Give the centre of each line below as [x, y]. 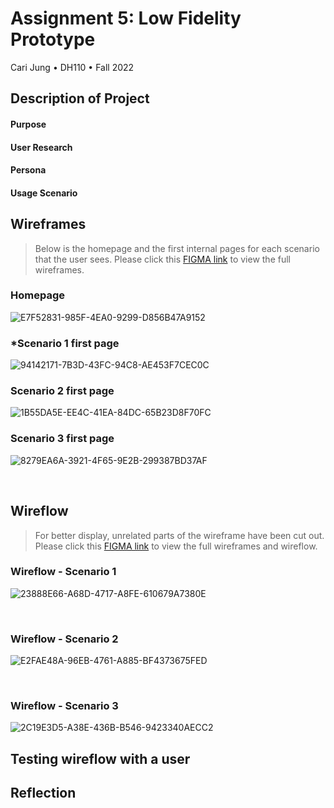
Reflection [43, 793]
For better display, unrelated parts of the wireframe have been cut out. [179, 535]
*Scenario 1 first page [65, 343]
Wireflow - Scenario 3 [64, 706]
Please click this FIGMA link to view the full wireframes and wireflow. [176, 546]
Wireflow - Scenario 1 [63, 572]
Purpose [28, 124]
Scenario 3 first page [62, 439]
